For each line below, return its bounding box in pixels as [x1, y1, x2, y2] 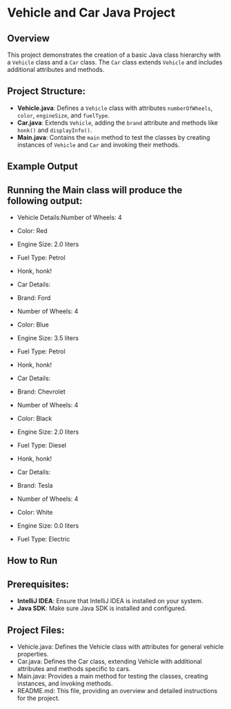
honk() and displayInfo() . [17, 126, 92, 134]
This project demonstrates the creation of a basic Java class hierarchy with [7, 50, 221, 59]
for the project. [17, 694, 60, 703]
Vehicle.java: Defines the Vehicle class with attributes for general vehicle [17, 643, 224, 651]
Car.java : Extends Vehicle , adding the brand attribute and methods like [17, 118, 219, 127]
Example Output [7, 160, 78, 172]
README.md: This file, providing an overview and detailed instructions [17, 687, 218, 695]
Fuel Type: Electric [17, 535, 70, 544]
